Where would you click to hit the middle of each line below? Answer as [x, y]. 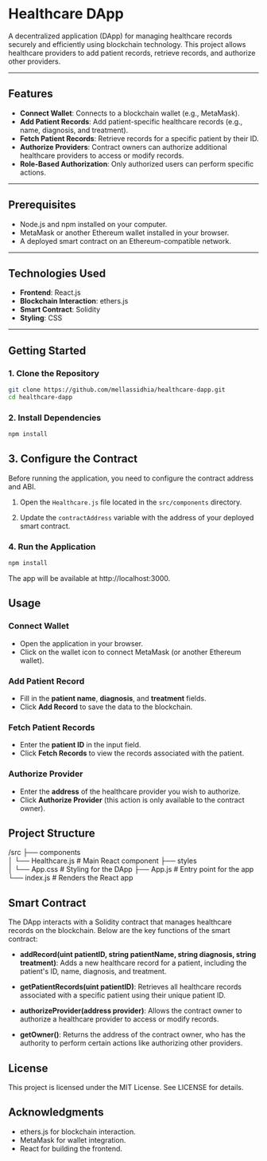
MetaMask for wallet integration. [73, 1139]
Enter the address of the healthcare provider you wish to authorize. [130, 791]
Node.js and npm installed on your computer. [93, 224]
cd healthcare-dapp [41, 397]
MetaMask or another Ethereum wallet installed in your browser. [124, 233]
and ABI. [22, 486]
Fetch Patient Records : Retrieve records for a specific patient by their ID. [139, 138]
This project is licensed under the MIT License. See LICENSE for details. [126, 1087]
